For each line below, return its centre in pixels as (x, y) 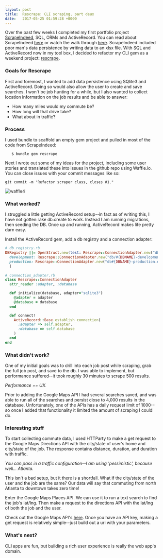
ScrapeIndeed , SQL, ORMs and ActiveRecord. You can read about (71, 37)
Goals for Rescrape (28, 71)
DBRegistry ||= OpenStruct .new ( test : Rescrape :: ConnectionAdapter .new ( (79, 253)
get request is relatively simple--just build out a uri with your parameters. (78, 523)
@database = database (35, 302)
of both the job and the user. (33, 508)
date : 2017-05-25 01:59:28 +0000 (41, 18)
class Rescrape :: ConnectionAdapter (41, 280)
